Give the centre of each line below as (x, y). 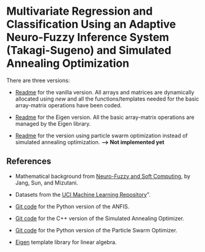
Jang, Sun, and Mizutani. (47, 183)
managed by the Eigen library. (53, 123)
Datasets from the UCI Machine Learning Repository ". (83, 194)
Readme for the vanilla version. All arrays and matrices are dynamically (105, 92)
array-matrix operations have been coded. (69, 105)
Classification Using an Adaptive (91, 24)
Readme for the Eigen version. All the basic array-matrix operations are (105, 117)
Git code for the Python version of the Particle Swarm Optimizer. (96, 230)
